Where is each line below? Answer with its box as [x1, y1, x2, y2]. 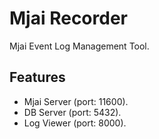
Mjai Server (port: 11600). [23, 95, 129, 107]
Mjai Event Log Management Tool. [9, 40, 150, 52]
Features [9, 69, 66, 86]
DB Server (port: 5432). [23, 106, 122, 118]
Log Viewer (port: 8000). [23, 117, 127, 129]
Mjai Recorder [9, 7, 128, 30]
